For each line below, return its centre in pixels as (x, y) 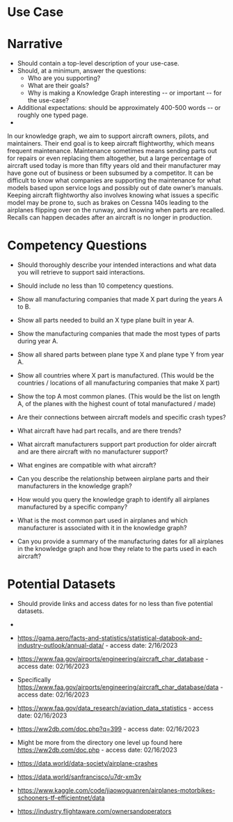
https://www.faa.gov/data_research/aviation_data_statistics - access (115, 708)
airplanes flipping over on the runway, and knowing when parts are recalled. (116, 210)
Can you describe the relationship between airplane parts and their (113, 479)
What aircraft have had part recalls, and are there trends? (99, 431)
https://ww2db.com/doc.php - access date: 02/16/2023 (97, 750)
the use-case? (48, 100)
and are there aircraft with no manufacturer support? (93, 452)
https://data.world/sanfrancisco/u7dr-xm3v (79, 777)
